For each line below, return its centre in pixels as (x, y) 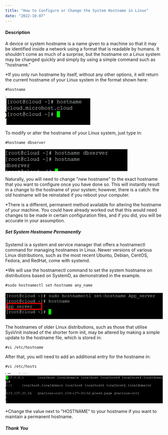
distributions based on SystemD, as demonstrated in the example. (73, 275)
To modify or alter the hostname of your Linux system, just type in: (74, 133)
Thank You (17, 428)
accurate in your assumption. (35, 220)
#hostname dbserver (25, 142)
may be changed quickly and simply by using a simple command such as (80, 59)
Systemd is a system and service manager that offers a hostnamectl (75, 244)
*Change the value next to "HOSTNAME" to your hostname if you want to (81, 411)
